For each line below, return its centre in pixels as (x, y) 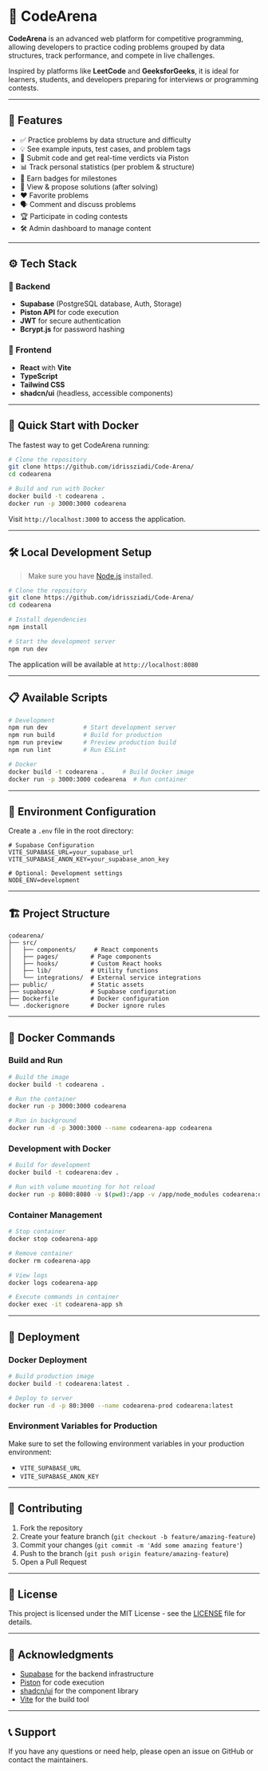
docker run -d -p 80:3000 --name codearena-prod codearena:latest (121, 1406)
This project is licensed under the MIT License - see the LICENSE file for (127, 1614)
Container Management (55, 1215)
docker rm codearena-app (49, 1261)
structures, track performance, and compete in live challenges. (112, 55)
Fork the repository (51, 1528)
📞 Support (32, 1732)
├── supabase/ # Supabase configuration (93, 992)
